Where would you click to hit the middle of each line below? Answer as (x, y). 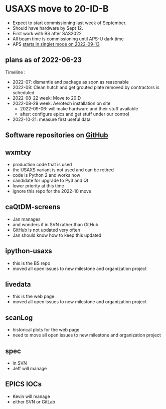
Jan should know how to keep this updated (57, 235)
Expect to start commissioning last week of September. (69, 23)
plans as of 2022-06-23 (43, 60)
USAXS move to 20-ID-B (57, 9)
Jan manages (27, 219)
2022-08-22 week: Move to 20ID (47, 98)
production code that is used (42, 164)
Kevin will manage (31, 396)
